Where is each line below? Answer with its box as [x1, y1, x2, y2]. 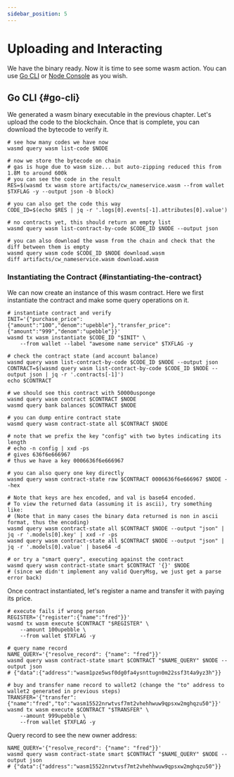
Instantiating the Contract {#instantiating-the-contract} [7, 272, 202, 282]
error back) [7, 574, 42, 581]
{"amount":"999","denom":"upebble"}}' [7, 328, 121, 335]
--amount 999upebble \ [20, 712, 86, 719]
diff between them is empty [7, 244, 90, 251]
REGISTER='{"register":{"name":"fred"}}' [7, 614, 131, 621]
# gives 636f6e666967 [7, 451, 71, 458]
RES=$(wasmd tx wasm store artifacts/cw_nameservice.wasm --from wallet [7, 182, 225, 189]
